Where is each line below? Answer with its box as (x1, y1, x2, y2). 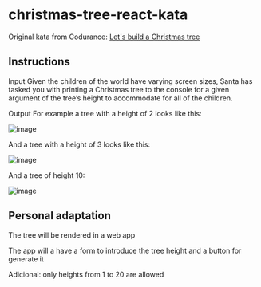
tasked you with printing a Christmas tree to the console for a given (8, 85, 230, 94)
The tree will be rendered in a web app (8, 230, 136, 240)
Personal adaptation (8, 209, 112, 222)
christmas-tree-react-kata (8, 6, 188, 24)
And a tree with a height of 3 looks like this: (8, 140, 150, 149)
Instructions (8, 55, 70, 69)
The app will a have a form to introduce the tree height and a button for (8, 246, 242, 255)
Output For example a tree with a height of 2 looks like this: (8, 108, 202, 118)
